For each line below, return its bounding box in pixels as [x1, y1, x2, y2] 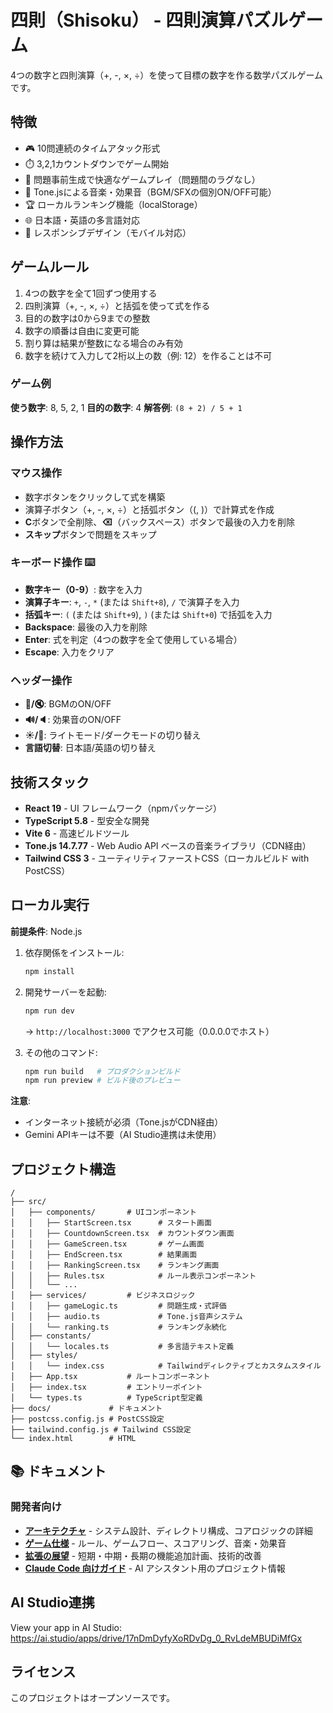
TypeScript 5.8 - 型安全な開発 [24, 814, 150, 826]
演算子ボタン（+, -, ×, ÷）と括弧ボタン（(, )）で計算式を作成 [24, 503, 275, 515]
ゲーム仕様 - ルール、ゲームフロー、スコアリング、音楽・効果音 [24, 1537, 287, 1549]
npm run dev [24, 1006, 75, 1016]
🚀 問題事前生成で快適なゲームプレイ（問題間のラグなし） [24, 173, 261, 185]
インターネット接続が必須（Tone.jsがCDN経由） [24, 1116, 224, 1128]
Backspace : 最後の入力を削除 [24, 621, 148, 633]
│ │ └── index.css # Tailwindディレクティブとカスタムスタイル [10, 1361, 322, 1371]
